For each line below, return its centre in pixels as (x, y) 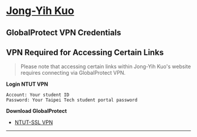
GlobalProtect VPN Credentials (64, 33)
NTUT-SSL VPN (34, 122)
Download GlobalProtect (37, 111)
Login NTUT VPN (27, 84)
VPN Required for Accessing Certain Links (85, 52)
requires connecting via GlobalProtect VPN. (73, 73)
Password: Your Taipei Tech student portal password (72, 100)
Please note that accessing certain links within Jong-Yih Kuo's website (106, 66)
